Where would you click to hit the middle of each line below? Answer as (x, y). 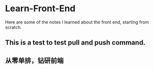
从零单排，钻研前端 (34, 60)
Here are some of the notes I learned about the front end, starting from (77, 22)
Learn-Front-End (40, 9)
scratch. (14, 27)
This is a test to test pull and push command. (75, 43)
